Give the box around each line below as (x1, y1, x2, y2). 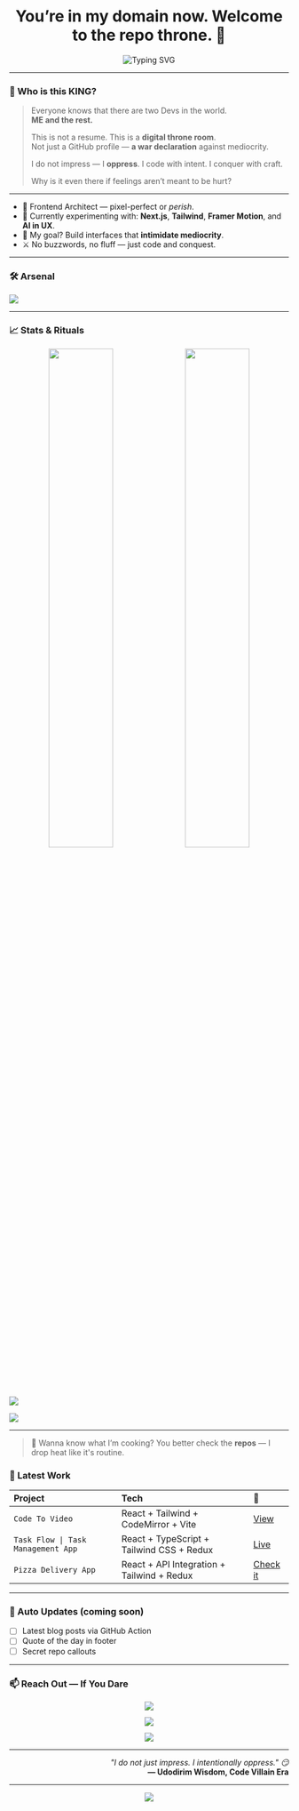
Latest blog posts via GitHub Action (21, 1625, 153, 1637)
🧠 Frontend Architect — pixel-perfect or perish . (21, 202, 195, 212)
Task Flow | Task (13, 1535, 87, 1545)
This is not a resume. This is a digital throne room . (30, 132, 216, 143)
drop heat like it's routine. (30, 1446, 125, 1457)
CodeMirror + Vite (121, 1519, 197, 1531)
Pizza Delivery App (13, 1565, 96, 1575)
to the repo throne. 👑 (72, 25, 226, 45)
